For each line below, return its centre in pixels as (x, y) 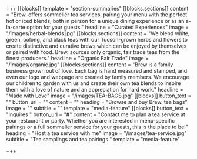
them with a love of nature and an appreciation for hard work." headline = (95, 89)
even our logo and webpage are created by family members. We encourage (98, 77)
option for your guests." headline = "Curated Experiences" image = (108, 27)
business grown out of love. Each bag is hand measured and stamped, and (96, 71)
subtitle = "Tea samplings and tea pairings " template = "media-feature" (93, 139)
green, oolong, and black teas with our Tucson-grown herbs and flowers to (97, 40)
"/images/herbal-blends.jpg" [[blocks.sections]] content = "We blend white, (98, 33)
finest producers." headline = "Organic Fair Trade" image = (77, 58)
